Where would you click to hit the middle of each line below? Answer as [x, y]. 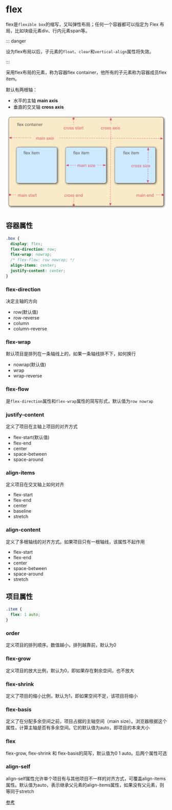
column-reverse [30, 329]
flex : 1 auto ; [25, 615]
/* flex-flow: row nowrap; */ [42, 260]
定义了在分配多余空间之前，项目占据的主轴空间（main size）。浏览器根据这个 [87, 721]
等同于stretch [20, 791]
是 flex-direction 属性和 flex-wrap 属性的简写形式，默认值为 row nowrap [80, 401]
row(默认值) [26, 312]
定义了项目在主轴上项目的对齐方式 [42, 427]
